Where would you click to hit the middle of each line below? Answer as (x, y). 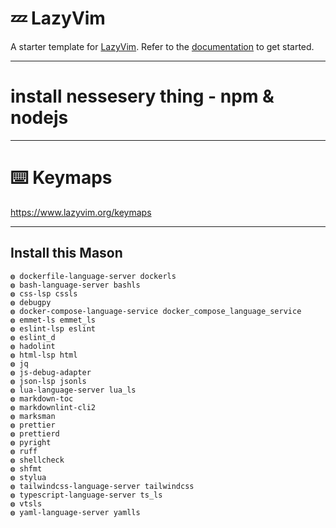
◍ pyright (31, 442)
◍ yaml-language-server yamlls (75, 512)
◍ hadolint (33, 346)
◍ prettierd (35, 433)
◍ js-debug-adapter (51, 372)
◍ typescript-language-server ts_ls (86, 495)
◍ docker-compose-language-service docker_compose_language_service (156, 311)
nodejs (39, 118)
